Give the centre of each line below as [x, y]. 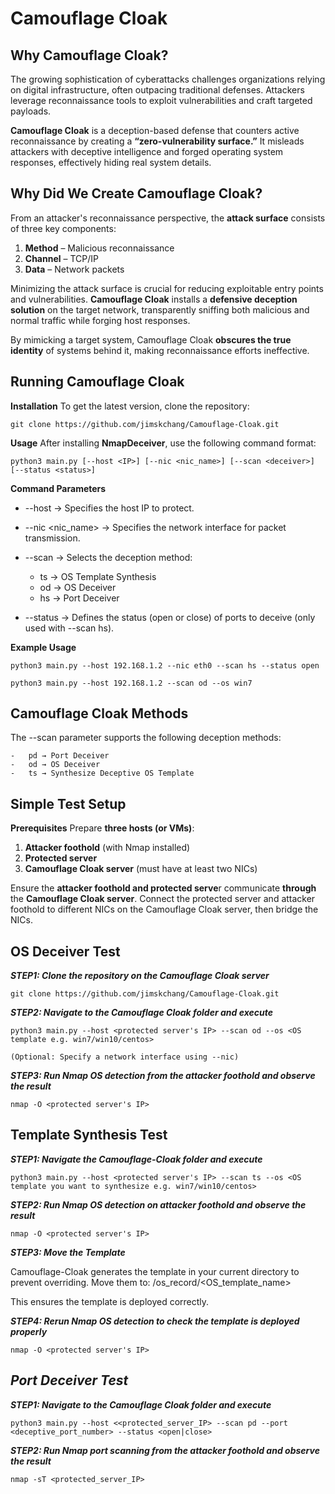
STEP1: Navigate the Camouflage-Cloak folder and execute [136, 1159]
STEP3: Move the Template [68, 1252]
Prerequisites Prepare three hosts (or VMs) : [102, 828]
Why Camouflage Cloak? [89, 55]
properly [29, 1331]
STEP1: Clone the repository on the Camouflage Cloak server [140, 976]
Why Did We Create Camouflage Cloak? [136, 193]
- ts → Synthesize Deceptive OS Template [102, 773]
